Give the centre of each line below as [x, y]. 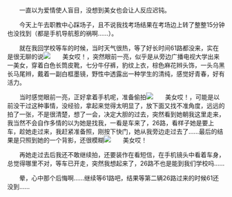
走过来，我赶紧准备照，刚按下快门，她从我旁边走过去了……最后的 [124, 132]
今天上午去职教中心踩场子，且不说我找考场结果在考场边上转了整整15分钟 [122, 25]
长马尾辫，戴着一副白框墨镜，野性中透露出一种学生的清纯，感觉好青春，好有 [116, 74]
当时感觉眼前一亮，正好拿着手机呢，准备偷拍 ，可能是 [117, 97]
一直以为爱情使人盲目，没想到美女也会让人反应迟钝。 [95, 10]
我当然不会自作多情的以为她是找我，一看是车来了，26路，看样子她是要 [108, 123]
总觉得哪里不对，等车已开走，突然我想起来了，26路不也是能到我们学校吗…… [116, 163]
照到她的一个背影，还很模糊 [65, 140]
